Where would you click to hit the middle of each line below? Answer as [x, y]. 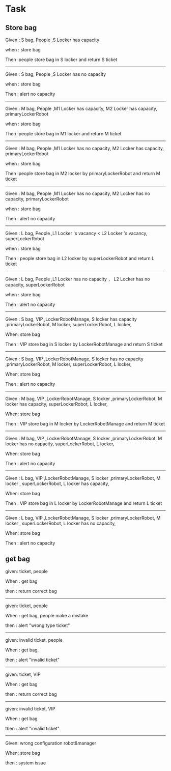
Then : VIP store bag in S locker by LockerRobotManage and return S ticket [84, 344]
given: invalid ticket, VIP [30, 708]
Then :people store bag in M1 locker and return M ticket [63, 134]
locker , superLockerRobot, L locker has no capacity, [61, 523]
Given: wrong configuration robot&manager [51, 743]
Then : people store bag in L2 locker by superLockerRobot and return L [80, 258]
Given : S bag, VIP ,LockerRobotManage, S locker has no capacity [74, 359]
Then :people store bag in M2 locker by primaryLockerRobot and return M [83, 173]
